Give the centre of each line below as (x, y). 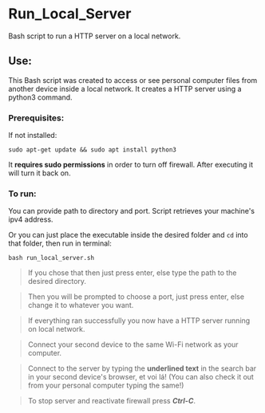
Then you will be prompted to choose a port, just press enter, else (136, 297)
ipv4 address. (31, 219)
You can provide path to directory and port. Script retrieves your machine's (132, 211)
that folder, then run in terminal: (60, 243)
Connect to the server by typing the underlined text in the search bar (142, 368)
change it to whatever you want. (81, 305)
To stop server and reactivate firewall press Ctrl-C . (112, 401)
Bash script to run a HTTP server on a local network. (95, 36)
